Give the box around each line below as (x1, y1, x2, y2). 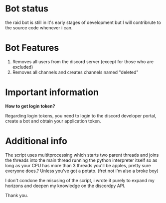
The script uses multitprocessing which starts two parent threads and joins (5, 152, 159, 158)
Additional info (5, 135, 67, 147)
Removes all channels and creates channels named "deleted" (12, 69, 139, 75)
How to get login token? (5, 103, 55, 109)
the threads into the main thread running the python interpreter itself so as (5, 157, 158, 163)
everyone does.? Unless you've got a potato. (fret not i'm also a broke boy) (5, 168, 159, 174)
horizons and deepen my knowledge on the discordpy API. (5, 183, 126, 189)
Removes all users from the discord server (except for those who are (12, 58, 154, 65)
